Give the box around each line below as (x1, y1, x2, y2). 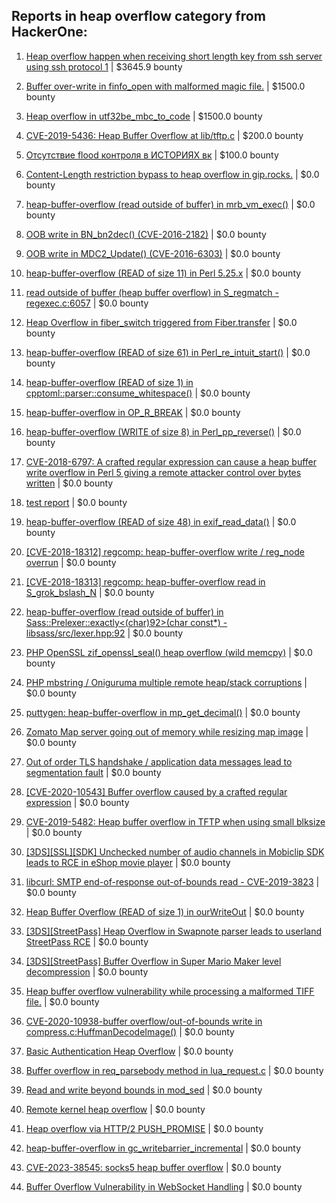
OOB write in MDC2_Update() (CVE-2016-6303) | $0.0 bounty (25, 247, 281, 259)
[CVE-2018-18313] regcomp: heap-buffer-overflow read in (25, 575, 266, 588)
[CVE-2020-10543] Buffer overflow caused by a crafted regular (25, 785, 288, 798)
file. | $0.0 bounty (25, 995, 100, 1008)
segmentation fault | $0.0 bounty (25, 766, 162, 778)
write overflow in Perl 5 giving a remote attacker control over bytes (25, 466, 302, 478)
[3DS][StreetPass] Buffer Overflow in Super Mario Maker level (25, 955, 282, 967)
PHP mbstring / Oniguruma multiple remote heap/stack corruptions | (25, 676, 308, 688)
